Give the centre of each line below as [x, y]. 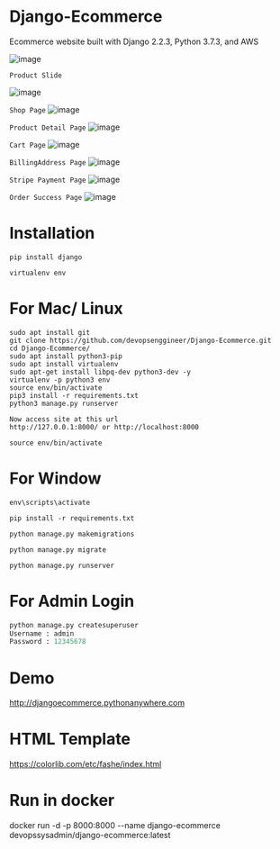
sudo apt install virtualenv [64, 364]
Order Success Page [46, 197]
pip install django [46, 257]
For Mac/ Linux [66, 309]
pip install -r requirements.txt [72, 518]
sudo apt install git [50, 332]
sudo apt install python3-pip [66, 356]
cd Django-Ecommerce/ [50, 348]
